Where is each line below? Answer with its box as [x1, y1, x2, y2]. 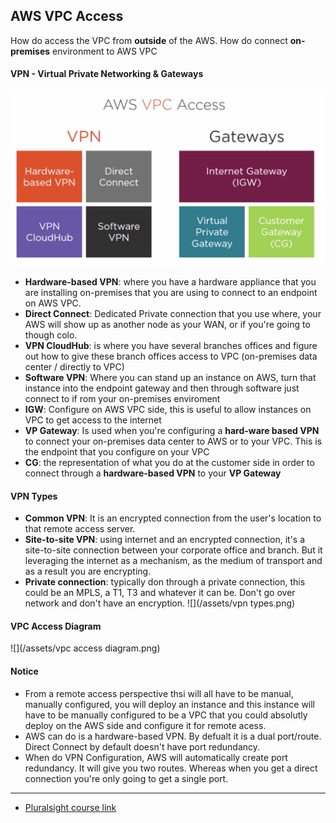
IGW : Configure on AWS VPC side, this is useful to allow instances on [24, 404, 312, 416]
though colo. [24, 329, 78, 341]
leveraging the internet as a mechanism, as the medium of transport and [24, 555, 323, 567]
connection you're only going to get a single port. [24, 772, 229, 784]
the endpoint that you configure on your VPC [24, 446, 210, 458]
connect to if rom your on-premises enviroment [24, 393, 221, 405]
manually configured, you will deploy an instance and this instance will [24, 698, 316, 710]
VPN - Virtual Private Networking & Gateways [10, 68, 204, 80]
